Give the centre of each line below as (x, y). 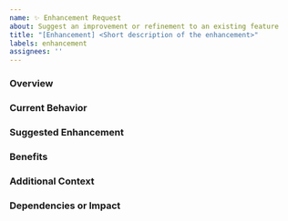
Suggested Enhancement (67, 132)
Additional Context (52, 181)
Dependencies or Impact (65, 206)
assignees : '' (36, 52)
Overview (31, 84)
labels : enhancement (49, 43)
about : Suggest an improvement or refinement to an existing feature (144, 26)
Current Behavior (49, 107)
